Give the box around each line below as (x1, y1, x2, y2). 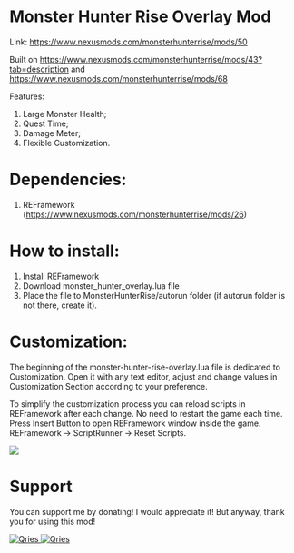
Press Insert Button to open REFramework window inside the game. (9, 418, 261, 429)
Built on (9, 54, 38, 64)
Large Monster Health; (22, 108, 107, 119)
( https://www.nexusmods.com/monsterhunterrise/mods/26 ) (22, 209, 248, 220)
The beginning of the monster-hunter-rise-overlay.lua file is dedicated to (9, 361, 281, 372)
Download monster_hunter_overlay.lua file (22, 280, 180, 291)
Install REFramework (22, 271, 100, 281)
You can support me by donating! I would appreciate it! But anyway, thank (9, 506, 285, 517)
